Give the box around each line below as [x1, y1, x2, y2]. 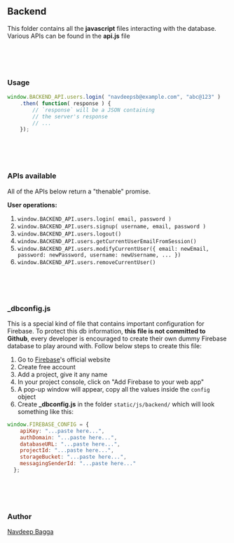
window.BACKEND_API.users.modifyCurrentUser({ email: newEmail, [17, 245, 209, 252]
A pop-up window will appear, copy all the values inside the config [17, 385, 210, 393]
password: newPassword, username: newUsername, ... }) [17, 252, 181, 259]
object [17, 392, 36, 401]
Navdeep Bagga [7, 528, 54, 536]
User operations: [7, 200, 57, 209]
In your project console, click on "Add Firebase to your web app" [17, 378, 205, 386]
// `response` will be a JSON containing [32, 106, 156, 114]
